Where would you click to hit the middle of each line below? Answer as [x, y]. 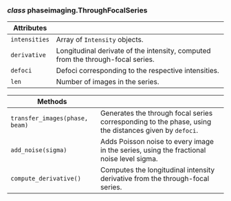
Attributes [30, 28]
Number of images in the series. [108, 82]
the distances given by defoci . [149, 131]
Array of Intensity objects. [100, 40]
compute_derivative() [46, 179]
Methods [52, 102]
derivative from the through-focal [155, 179]
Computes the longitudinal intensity [157, 170]
